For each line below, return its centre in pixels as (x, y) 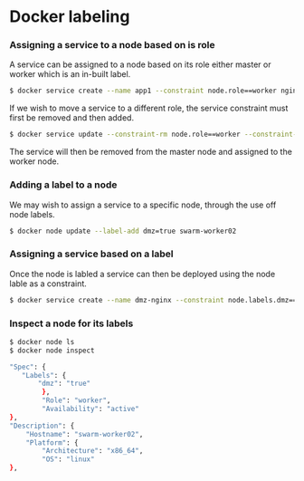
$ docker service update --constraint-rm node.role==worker (125, 135)
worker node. (34, 161)
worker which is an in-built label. (70, 74)
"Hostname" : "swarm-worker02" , (85, 434)
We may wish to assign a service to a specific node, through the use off (143, 205)
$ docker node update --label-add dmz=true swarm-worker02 (123, 231)
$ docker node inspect (52, 351)
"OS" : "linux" (68, 459)
